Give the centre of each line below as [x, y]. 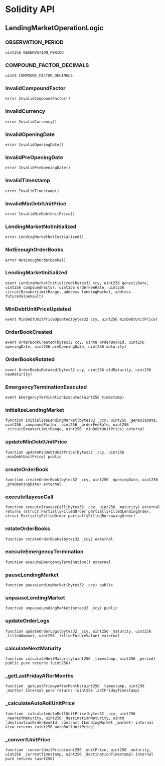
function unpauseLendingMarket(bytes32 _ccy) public [61, 608]
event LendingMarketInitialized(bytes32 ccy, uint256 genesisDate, [77, 283]
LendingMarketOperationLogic [54, 28]
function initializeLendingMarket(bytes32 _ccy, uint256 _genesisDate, [81, 420]
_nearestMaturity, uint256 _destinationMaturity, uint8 [65, 718]
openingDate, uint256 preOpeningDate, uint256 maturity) [66, 347]
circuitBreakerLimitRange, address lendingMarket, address [68, 292]
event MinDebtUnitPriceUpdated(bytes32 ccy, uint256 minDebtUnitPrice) [81, 320]
